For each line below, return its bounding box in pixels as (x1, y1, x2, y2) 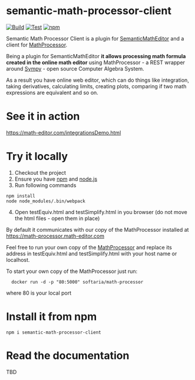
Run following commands (14, 181, 77, 189)
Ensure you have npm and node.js (14, 175, 98, 182)
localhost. (6, 256, 30, 263)
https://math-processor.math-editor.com (6, 232, 105, 239)
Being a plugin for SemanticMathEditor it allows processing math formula (6, 52, 186, 59)
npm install (6, 193, 35, 199)
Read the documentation (6, 349, 130, 362)
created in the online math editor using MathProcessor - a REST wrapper (6, 59, 186, 66)
